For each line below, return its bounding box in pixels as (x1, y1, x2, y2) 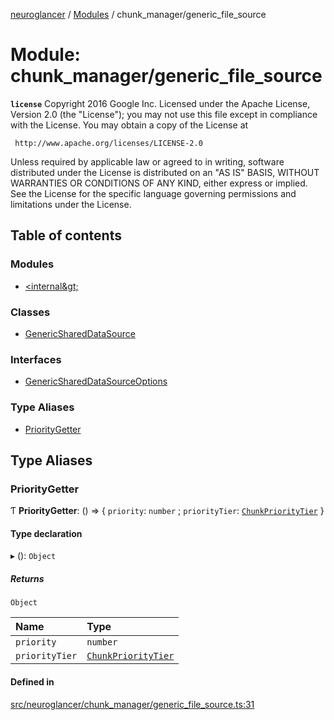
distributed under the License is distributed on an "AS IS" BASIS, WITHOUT (10, 166, 320, 178)
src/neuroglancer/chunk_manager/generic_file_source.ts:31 (10, 698, 255, 710)
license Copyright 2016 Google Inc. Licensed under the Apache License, (10, 97, 311, 109)
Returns (10, 573, 45, 584)
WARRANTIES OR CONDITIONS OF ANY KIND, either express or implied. (10, 177, 308, 189)
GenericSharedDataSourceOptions (24, 375, 168, 388)
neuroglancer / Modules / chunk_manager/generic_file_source (10, 9, 267, 20)
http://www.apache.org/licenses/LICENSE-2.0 (14, 138, 203, 148)
